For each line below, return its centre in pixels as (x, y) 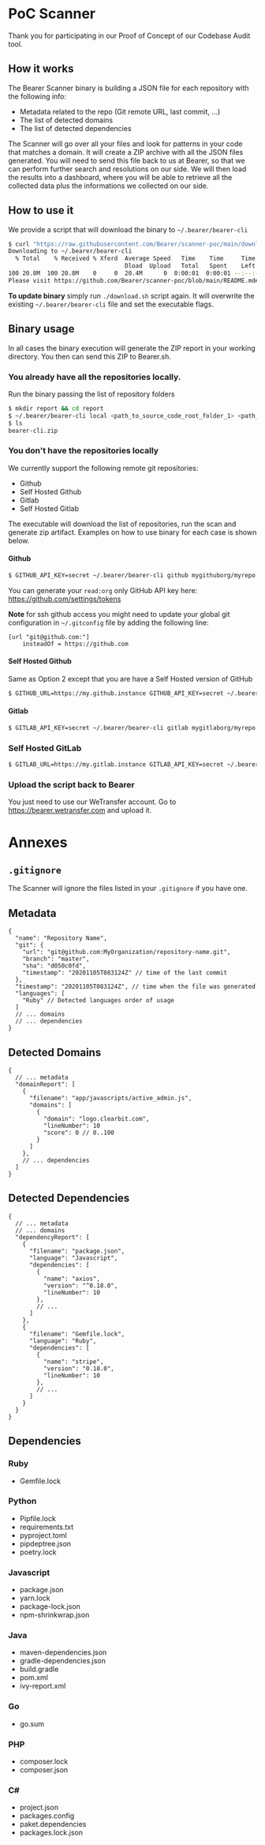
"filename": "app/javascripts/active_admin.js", (110, 1099)
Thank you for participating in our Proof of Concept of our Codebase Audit (129, 36)
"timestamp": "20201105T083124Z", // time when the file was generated (136, 987)
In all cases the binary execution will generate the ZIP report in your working (132, 348)
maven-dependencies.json (63, 1652)
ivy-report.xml (43, 1686)
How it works (41, 69)
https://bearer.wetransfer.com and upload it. (80, 810)
